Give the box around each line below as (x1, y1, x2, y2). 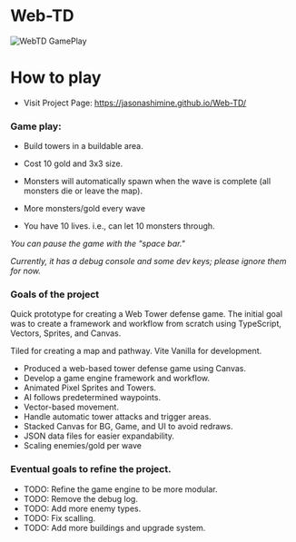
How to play (10, 67, 102, 88)
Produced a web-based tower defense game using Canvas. (23, 363, 246, 374)
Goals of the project (10, 288, 100, 301)
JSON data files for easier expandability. (23, 430, 175, 441)
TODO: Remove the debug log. (23, 493, 139, 504)
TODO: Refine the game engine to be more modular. (23, 483, 218, 495)
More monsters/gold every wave (23, 203, 146, 214)
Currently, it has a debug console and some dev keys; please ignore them (10, 256, 287, 267)
